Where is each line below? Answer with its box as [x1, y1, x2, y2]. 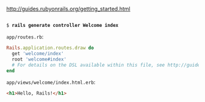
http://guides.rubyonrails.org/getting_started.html [6, 5, 131, 12]
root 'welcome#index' [12, 56, 67, 62]
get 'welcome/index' [12, 50, 64, 57]
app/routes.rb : [6, 33, 44, 40]
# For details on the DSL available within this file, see [12, 62, 165, 68]
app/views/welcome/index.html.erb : [6, 79, 96, 86]
